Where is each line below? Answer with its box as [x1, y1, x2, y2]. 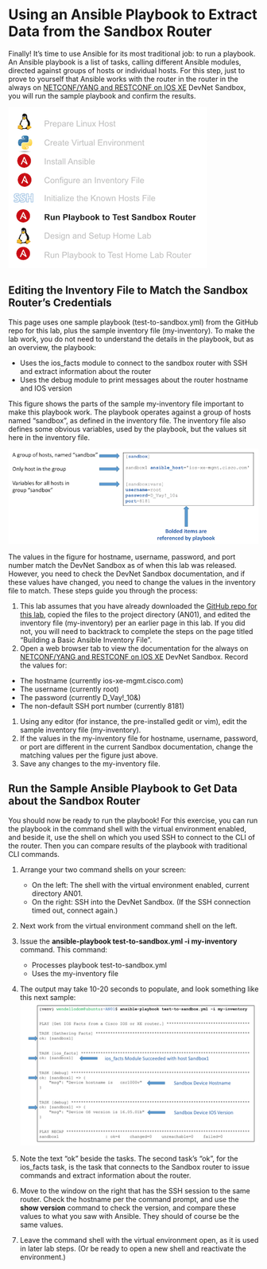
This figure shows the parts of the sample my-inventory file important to [8, 399, 244, 408]
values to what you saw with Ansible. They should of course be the [19, 1211, 240, 1220]
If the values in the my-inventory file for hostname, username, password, [19, 734, 258, 743]
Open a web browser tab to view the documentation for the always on [19, 643, 249, 653]
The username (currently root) [19, 684, 119, 694]
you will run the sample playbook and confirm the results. [8, 91, 196, 100]
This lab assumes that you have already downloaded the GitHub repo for [19, 601, 257, 610]
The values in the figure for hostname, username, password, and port [8, 551, 236, 562]
